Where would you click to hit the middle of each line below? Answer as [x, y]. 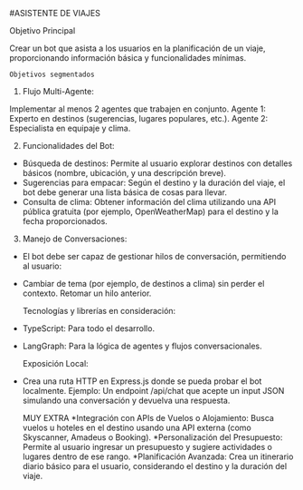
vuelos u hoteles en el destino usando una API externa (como [137, 427]
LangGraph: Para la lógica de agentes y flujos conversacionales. [142, 346]
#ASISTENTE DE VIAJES [55, 13]
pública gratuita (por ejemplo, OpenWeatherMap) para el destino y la [150, 211]
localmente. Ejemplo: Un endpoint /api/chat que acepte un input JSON [153, 391]
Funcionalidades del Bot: [68, 146]
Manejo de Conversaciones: [75, 239]
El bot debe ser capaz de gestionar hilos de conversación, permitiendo [154, 256]
